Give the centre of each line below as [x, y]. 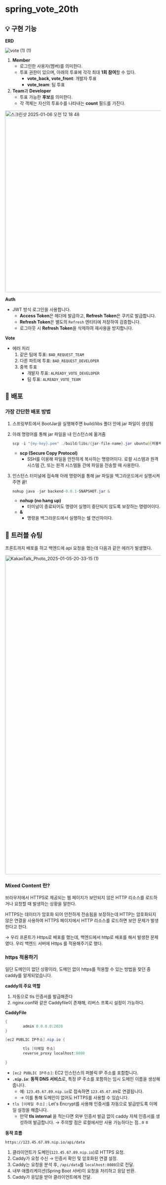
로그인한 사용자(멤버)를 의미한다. [51, 66]
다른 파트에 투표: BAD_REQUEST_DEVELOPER [59, 361]
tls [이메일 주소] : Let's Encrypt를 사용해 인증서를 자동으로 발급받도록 [80, 1104]
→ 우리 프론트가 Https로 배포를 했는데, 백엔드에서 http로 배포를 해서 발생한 [77, 937]
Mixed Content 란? [28, 886]
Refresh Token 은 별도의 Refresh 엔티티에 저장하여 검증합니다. [80, 322]
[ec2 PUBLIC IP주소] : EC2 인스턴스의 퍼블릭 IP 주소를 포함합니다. [75, 1072]
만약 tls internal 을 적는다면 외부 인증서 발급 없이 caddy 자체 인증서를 [87, 1116]
